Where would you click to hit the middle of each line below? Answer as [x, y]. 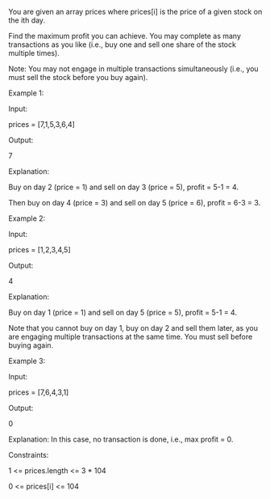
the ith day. [27, 20]
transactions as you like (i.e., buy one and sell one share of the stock [122, 44]
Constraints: [29, 455]
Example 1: [26, 93]
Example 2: [27, 218]
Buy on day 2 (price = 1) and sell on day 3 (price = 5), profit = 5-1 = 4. [124, 187]
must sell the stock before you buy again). [78, 77]
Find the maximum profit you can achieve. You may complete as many [125, 36]
